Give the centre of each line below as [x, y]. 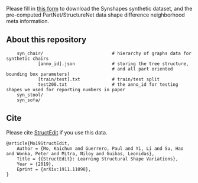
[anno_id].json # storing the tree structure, [113, 64]
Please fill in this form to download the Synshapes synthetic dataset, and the [99, 9]
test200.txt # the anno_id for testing [108, 84]
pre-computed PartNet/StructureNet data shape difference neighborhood [95, 15]
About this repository [46, 40]
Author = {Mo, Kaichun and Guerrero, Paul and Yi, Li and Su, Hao [100, 148]
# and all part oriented [142, 69]
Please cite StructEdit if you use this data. [57, 132]
